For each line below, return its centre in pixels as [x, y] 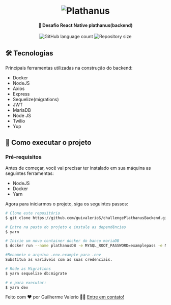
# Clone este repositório [33, 213]
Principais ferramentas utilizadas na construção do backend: [69, 68]
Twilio [19, 121]
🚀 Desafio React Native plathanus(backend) [85, 25]
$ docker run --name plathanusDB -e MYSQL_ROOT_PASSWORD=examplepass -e [84, 246]
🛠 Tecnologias [29, 53]
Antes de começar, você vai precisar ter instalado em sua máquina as [78, 168]
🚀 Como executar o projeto [48, 142]
